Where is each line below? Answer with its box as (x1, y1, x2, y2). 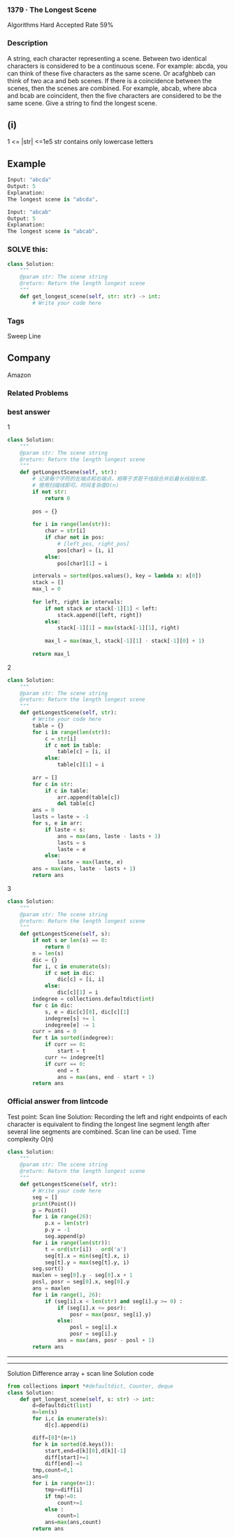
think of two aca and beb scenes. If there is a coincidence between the (7, 76, 212, 85)
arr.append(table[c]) (57, 794, 120, 801)
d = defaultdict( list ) (32, 1402, 92, 1409)
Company (7, 352, 51, 364)
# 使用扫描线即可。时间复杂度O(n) (32, 482, 119, 489)
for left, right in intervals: (32, 598, 124, 606)
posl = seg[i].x (69, 1324, 117, 1331)
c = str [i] (44, 735, 77, 742)
